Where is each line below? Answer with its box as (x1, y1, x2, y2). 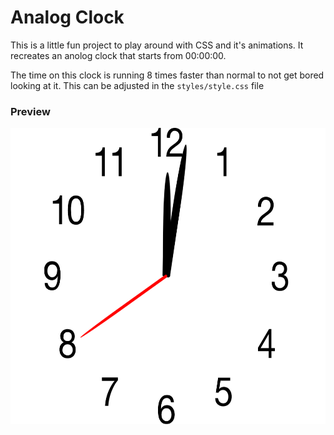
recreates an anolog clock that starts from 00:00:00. (10, 49, 227, 61)
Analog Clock (10, 6, 125, 29)
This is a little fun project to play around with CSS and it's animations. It (10, 39, 304, 51)
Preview (10, 104, 51, 118)
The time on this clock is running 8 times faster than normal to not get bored (10, 69, 325, 81)
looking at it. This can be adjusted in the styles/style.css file (10, 79, 265, 91)
